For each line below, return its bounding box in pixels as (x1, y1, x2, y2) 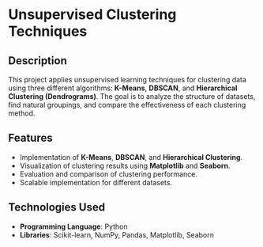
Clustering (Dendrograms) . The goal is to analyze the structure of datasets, (8, 92, 256, 101)
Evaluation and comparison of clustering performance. (19, 169, 197, 179)
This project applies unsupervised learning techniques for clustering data (8, 75, 247, 84)
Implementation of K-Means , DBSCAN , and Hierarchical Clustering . (19, 152, 243, 161)
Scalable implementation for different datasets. (19, 177, 172, 187)
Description (8, 54, 67, 67)
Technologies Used (8, 200, 105, 215)
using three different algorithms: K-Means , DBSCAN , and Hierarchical (8, 83, 238, 93)
